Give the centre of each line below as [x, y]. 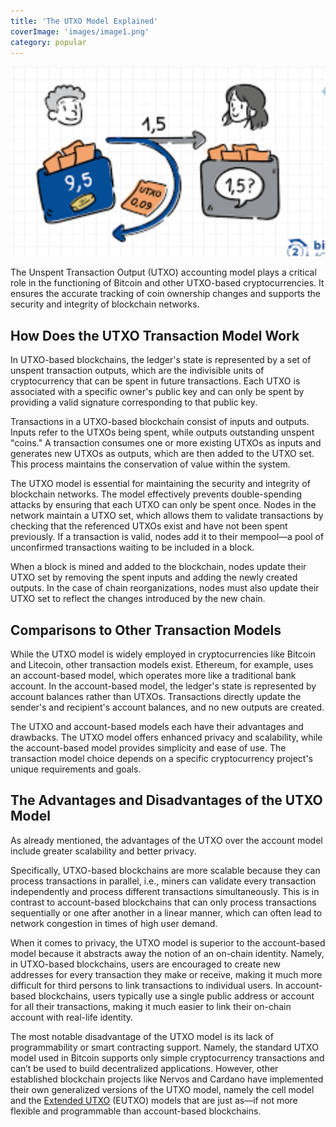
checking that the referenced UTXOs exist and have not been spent [149, 526]
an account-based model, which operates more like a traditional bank [153, 675]
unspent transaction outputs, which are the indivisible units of [137, 371]
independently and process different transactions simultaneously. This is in [165, 891]
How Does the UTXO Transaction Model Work [155, 335]
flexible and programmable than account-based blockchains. [136, 1111]
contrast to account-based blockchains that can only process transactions [163, 902]
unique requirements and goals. [76, 769]
